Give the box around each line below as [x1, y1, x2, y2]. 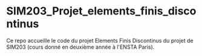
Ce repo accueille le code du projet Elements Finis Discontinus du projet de [6, 37, 194, 44]
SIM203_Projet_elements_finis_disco [6, 4, 197, 18]
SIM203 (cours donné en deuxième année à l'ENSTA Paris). [6, 43, 155, 51]
